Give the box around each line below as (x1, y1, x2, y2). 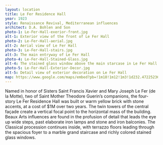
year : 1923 (5, 16, 27, 21)
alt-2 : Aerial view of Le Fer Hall (5, 43, 77, 48)
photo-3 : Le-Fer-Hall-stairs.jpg (5, 48, 73, 52)
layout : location (5, 7, 40, 12)
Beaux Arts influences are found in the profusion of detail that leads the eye (5, 113, 156, 119)
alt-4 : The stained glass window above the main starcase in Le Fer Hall (5, 61, 158, 66)
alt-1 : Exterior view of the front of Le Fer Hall (5, 34, 110, 39)
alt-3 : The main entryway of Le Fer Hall (5, 52, 90, 57)
